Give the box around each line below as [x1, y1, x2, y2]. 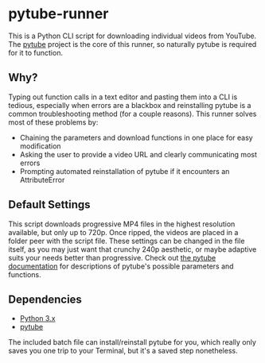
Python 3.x [19, 314, 56, 323]
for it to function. [8, 48, 64, 57]
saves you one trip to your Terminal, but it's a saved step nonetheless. [8, 346, 238, 356]
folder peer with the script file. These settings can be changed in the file [8, 236, 245, 245]
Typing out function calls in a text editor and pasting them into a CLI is [8, 92, 238, 102]
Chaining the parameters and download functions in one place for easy [19, 133, 253, 142]
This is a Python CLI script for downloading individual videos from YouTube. [8, 31, 257, 41]
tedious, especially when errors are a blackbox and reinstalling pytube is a [8, 100, 251, 110]
